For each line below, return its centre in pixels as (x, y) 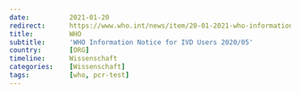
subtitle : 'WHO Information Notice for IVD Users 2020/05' (131, 42)
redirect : (28, 26)
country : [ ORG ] (50, 50)
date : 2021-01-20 (59, 17)
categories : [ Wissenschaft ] (67, 67)
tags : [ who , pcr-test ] (69, 75)
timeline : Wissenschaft (63, 58)
